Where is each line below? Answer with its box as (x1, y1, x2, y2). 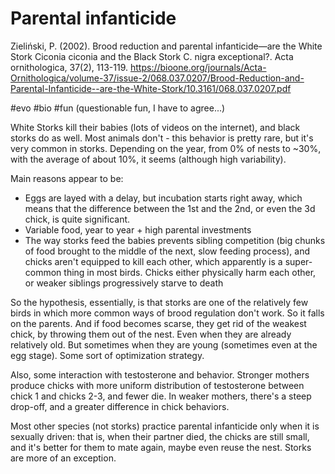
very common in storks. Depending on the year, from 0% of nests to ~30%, (10, 142, 322, 154)
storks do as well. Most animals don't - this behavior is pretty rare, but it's (10, 132, 314, 144)
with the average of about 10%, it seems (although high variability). (10, 153, 287, 165)
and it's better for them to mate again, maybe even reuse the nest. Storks (10, 441, 312, 453)
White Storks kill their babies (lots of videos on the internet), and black (10, 121, 301, 133)
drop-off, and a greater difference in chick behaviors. (10, 400, 230, 412)
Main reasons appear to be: (10, 172, 124, 184)
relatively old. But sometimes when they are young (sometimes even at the (10, 338, 318, 351)
